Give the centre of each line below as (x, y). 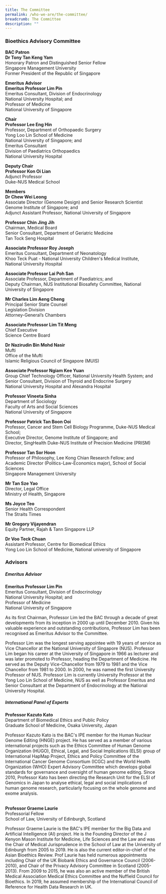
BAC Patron (17, 52)
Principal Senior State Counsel (36, 304)
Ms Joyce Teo (20, 503)
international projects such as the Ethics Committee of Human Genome (78, 746)
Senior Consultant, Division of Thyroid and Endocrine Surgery (68, 381)
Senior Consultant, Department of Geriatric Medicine (59, 233)
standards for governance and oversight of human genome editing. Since (80, 772)
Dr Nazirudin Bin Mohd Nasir (35, 345)
